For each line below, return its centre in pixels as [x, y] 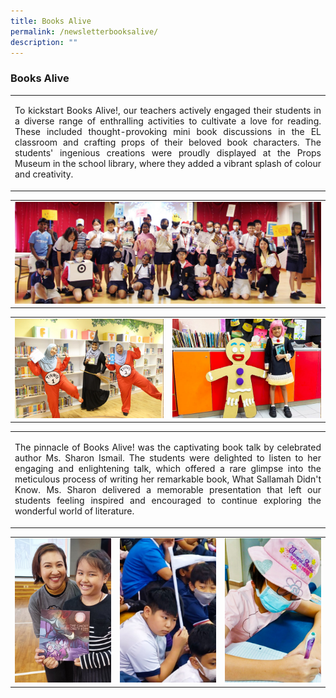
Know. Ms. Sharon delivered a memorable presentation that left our [168, 489]
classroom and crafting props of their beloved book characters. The [168, 142]
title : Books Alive [51, 21]
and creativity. [44, 174]
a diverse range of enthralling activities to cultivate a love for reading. [168, 121]
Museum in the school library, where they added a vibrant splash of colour [168, 164]
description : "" [44, 42]
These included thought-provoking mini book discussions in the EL [168, 132]
